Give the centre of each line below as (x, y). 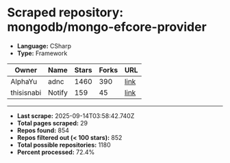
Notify (58, 92)
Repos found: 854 (43, 130)
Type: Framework (42, 53)
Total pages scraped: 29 (52, 123)
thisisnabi (26, 92)
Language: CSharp (44, 46)
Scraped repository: (65, 13)
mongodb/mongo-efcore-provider (107, 27)
